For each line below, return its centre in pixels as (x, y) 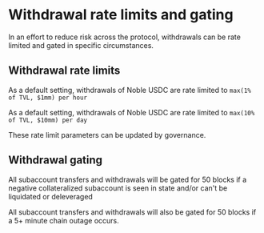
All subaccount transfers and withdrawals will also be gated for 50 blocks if (132, 212)
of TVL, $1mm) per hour (48, 98)
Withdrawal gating (55, 161)
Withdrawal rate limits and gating (121, 15)
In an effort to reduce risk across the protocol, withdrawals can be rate (125, 37)
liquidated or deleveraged (51, 196)
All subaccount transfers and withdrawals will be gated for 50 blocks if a (128, 179)
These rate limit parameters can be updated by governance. (107, 135)
